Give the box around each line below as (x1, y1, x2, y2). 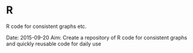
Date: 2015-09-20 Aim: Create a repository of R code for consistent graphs (6, 34, 188, 41)
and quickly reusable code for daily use (6, 40, 101, 47)
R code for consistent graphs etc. (6, 23, 87, 30)
